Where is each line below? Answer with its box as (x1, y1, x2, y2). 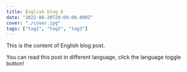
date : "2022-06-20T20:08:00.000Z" (6, 14, 94, 20)
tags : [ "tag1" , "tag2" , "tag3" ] (6, 25, 88, 32)
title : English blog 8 (6, 8, 64, 15)
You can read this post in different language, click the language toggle (6, 53, 182, 61)
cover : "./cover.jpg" (6, 20, 61, 26)
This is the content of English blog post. (6, 42, 105, 49)
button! (6, 60, 24, 67)
